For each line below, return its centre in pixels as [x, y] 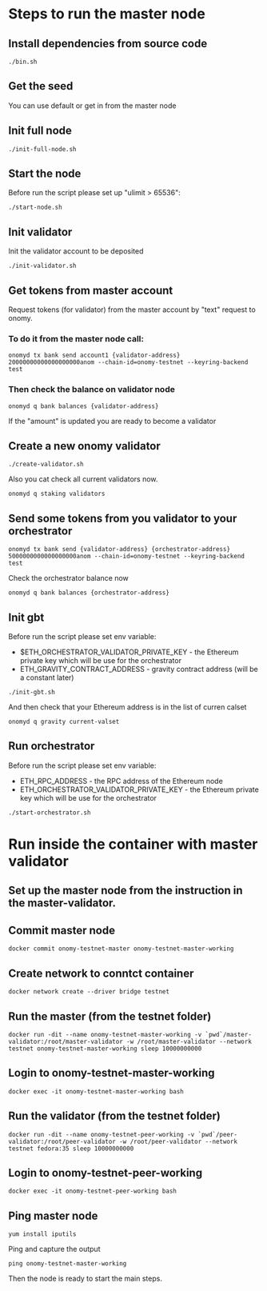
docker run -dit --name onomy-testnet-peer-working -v [102, 1134]
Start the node [45, 174]
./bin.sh [23, 62]
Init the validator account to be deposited [76, 251]
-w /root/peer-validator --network [178, 1141]
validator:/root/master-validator [66, 1041]
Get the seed [41, 86]
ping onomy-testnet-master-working [68, 1264]
